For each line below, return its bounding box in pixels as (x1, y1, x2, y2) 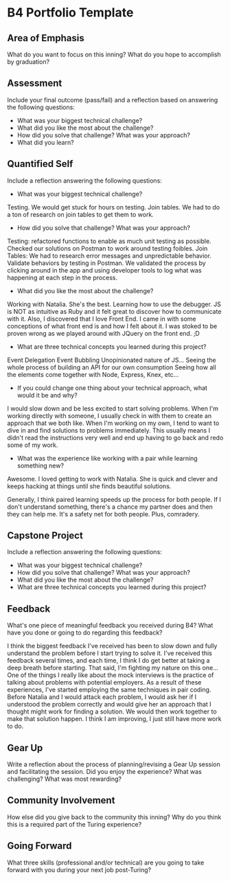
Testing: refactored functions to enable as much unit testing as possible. (7, 237, 211, 245)
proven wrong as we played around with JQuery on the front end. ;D (7, 329, 200, 337)
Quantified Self (7, 158, 73, 170)
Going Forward (7, 840, 72, 852)
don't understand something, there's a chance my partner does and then (7, 503, 213, 511)
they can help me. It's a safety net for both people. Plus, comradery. (7, 510, 200, 518)
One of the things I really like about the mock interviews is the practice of (7, 671, 214, 679)
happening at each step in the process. (7, 273, 118, 282)
